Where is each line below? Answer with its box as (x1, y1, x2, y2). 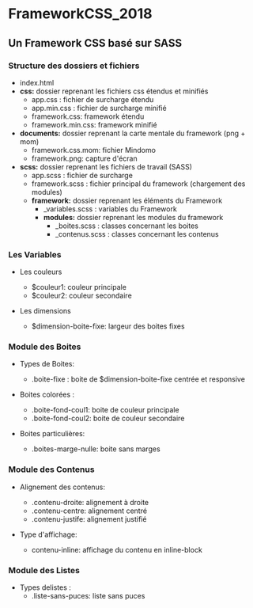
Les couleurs (19, 267, 62, 277)
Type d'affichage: (19, 530, 77, 539)
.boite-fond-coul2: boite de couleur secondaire (31, 413, 185, 424)
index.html (19, 78, 55, 87)
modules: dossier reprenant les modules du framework (43, 212, 224, 222)
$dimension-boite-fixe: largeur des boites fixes (31, 321, 185, 331)
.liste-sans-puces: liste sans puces (31, 591, 145, 601)
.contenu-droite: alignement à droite (31, 497, 149, 507)
